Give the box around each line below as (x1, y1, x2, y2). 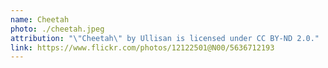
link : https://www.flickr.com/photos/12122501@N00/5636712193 (10, 42, 275, 53)
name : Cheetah (10, 14, 70, 25)
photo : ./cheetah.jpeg (10, 24, 105, 34)
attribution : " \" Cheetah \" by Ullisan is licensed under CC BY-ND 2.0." (10, 33, 320, 43)
